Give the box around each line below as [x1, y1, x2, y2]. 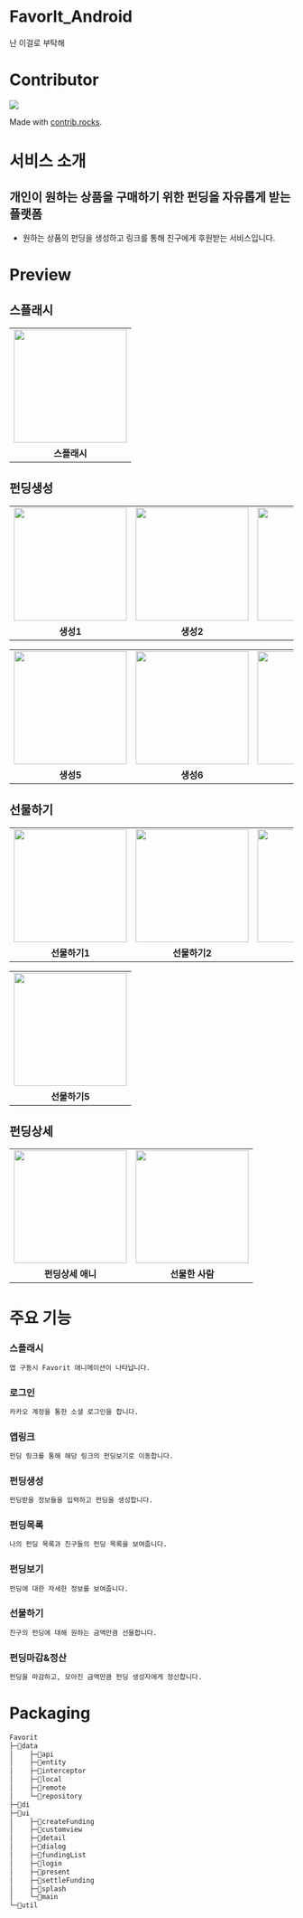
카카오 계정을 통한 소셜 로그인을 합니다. [9, 1407, 139, 1416]
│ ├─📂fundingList [9, 1851, 87, 1860]
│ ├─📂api [9, 1750, 54, 1759]
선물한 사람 [170, 1268, 215, 1280]
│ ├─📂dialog [9, 1842, 67, 1851]
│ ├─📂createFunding [9, 1817, 95, 1826]
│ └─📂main [9, 1893, 59, 1902]
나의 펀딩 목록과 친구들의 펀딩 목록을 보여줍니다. [9, 1540, 168, 1549]
